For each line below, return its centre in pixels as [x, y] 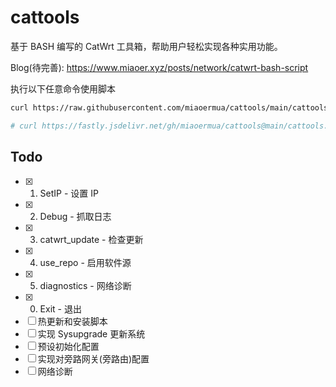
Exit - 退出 [60, 308]
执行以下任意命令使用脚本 [63, 88]
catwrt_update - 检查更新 [91, 239]
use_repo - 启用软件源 [85, 262]
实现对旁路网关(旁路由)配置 [93, 358]
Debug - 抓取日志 [75, 216]
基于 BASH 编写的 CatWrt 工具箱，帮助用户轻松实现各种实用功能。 [146, 46]
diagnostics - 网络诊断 [85, 285]
